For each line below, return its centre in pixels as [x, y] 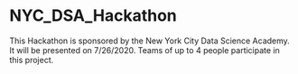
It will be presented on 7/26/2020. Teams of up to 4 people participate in [144, 50]
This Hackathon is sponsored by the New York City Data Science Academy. [150, 41]
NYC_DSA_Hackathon [93, 16]
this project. [32, 60]
